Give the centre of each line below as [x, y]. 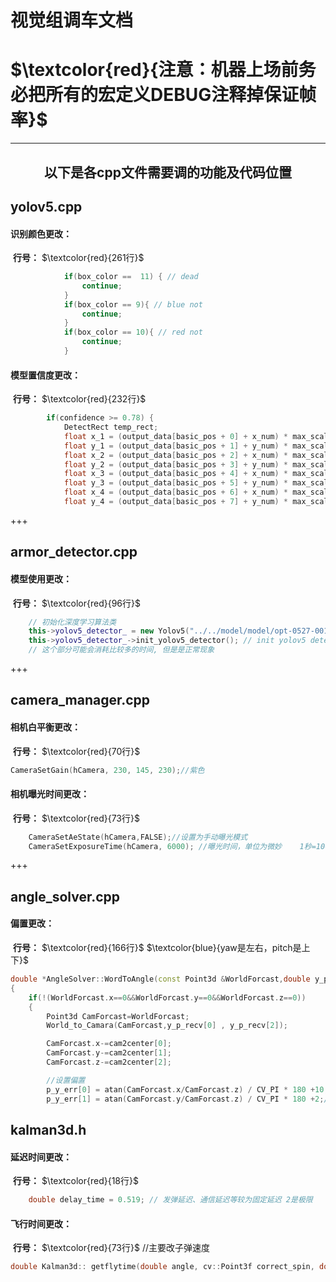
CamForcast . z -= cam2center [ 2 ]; [109, 1062]
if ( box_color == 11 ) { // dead [131, 277]
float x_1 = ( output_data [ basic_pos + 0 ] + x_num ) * [176, 436]
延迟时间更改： [41, 1157]
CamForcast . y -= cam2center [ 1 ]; [109, 1053]
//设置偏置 [66, 1080]
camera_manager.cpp [80, 700]
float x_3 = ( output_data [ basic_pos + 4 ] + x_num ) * [176, 474]
